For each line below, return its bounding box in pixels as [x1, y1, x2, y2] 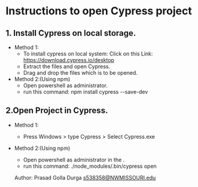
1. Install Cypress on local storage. [5, 28, 136, 38]
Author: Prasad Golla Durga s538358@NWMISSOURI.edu [14, 174, 156, 181]
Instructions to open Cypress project [5, 4, 192, 18]
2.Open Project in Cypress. [5, 106, 108, 116]
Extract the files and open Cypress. [23, 63, 111, 70]
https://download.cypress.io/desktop [23, 57, 115, 63]
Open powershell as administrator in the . [23, 156, 125, 163]
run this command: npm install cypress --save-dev [23, 88, 148, 95]
